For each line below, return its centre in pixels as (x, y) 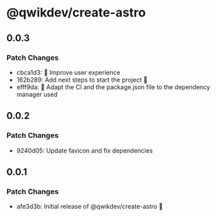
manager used (37, 94)
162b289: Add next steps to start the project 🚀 (82, 80)
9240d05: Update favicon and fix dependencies (84, 150)
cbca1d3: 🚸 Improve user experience (68, 72)
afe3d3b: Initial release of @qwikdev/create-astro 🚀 (90, 207)
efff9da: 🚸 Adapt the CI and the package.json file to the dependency (113, 87)
